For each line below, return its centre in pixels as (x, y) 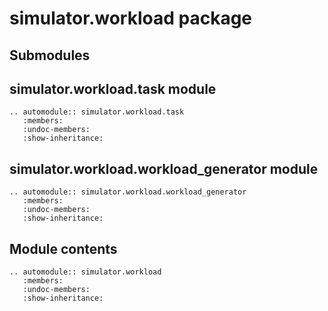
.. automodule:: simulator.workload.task (97, 112)
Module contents (63, 248)
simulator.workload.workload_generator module (164, 168)
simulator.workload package (131, 18)
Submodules (50, 55)
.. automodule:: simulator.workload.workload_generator (128, 192)
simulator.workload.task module (113, 88)
